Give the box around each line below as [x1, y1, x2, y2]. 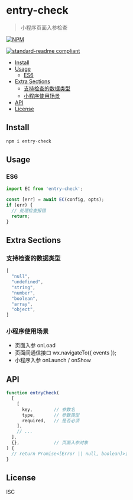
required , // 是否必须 [21, 417, 80, 423]
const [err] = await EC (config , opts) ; [6, 197, 105, 202]
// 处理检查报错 [11, 207, 46, 214]
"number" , [11, 290, 35, 296]
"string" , [11, 284, 35, 290]
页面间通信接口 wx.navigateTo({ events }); [14, 349, 117, 356]
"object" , [11, 306, 35, 312]
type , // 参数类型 [21, 412, 80, 418]
